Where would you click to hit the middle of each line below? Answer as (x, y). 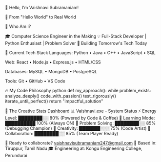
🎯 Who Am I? (18, 26)
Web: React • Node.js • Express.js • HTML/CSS (53, 62)
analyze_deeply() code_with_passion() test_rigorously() (60, 96)
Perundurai (16, 155)
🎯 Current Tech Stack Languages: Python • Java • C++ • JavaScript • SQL (80, 53)
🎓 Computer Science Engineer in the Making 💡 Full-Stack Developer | (76, 36)
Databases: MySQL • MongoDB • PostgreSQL (51, 71)
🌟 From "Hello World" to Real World (41, 17)
